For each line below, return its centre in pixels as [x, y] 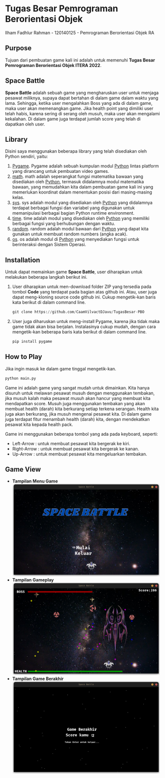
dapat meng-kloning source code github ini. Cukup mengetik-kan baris [84, 297]
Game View [23, 470]
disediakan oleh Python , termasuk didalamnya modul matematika [78, 182]
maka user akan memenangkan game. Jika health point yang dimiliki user [79, 108]
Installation [23, 260]
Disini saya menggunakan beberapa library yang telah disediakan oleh [76, 151]
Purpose [18, 48]
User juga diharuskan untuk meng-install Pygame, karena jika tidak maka [86, 322]
